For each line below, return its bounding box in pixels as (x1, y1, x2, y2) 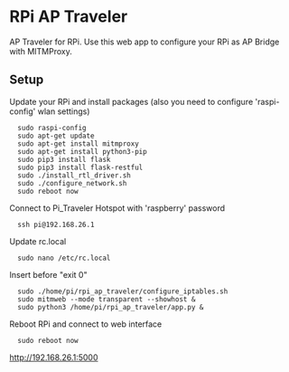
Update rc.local (9, 235, 67, 246)
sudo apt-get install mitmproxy (17, 138, 140, 148)
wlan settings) (37, 106, 90, 117)
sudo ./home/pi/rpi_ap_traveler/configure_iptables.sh (17, 287, 228, 296)
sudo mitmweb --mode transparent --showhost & (17, 294, 196, 304)
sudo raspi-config (17, 123, 88, 132)
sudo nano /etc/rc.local (17, 253, 111, 262)
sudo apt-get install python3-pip (17, 147, 147, 156)
